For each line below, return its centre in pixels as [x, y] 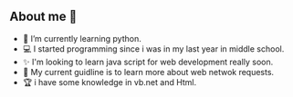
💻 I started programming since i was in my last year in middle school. [153, 48]
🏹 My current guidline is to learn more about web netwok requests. [148, 72]
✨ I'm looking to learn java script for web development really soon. [148, 62]
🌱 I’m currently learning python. [82, 38]
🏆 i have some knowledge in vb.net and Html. [110, 82]
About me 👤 [43, 17]
